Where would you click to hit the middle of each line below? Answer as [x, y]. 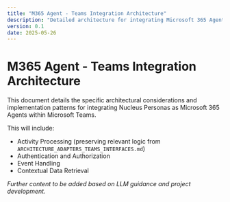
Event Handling [38, 164]
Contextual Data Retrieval [53, 171]
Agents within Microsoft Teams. [52, 115]
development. [26, 191]
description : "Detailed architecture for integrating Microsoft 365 [107, 20]
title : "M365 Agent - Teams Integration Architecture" [87, 13]
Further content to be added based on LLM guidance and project [99, 184]
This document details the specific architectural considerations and [102, 100]
